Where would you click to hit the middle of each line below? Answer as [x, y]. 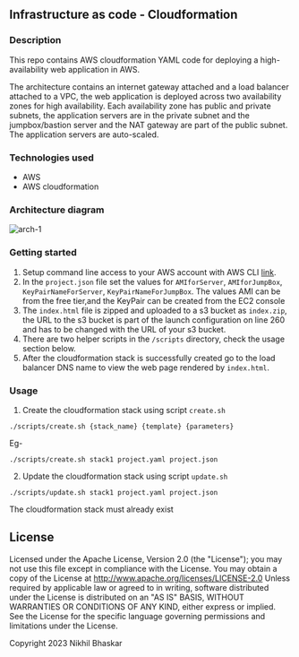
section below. [49, 348]
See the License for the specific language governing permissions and [137, 616]
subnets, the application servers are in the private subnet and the [130, 115]
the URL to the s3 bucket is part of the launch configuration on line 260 [154, 320]
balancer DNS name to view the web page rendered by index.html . [146, 367]
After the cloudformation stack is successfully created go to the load [149, 358]
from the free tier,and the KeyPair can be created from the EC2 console [154, 300]
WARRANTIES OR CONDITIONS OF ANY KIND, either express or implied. [142, 606]
